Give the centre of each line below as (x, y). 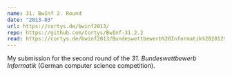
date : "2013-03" (30, 20)
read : (15, 39)
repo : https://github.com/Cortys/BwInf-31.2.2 (75, 33)
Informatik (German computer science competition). (81, 66)
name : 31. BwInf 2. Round (44, 13)
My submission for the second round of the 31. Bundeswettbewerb (102, 58)
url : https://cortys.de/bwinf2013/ (58, 26)
